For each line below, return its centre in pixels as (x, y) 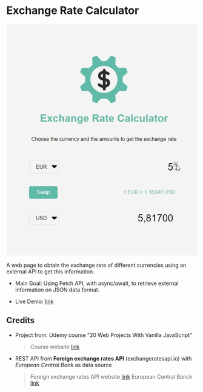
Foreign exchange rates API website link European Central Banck (111, 376)
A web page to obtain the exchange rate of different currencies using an (96, 265)
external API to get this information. (51, 271)
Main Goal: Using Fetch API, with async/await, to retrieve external (97, 283)
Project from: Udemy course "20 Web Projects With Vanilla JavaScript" (104, 335)
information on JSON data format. (57, 289)
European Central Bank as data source (63, 365)
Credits (21, 320)
